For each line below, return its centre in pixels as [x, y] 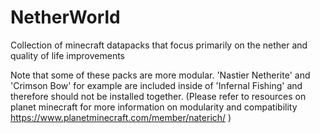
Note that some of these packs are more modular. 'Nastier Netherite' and [160, 75]
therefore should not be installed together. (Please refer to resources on [158, 96]
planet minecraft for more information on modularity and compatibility [154, 107]
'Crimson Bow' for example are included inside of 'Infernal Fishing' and [156, 85]
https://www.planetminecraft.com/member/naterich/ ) [121, 117]
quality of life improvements [67, 55]
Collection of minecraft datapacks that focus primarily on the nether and [159, 45]
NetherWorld [65, 17]
